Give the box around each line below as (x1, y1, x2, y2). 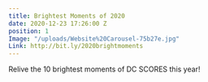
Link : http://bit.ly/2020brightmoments (8, 42, 144, 50)
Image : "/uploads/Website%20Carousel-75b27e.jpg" (8, 34, 180, 43)
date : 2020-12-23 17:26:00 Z (8, 19, 107, 28)
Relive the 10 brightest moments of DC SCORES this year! (8, 64, 201, 74)
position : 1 (8, 27, 49, 35)
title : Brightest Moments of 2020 (8, 11, 126, 20)
